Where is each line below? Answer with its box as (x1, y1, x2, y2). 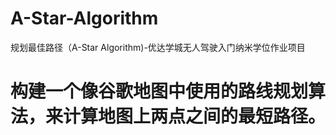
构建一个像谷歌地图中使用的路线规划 (10, 80, 309, 103)
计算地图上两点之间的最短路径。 (63, 105, 327, 128)
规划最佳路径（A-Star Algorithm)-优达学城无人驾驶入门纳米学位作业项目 (10, 41, 306, 53)
